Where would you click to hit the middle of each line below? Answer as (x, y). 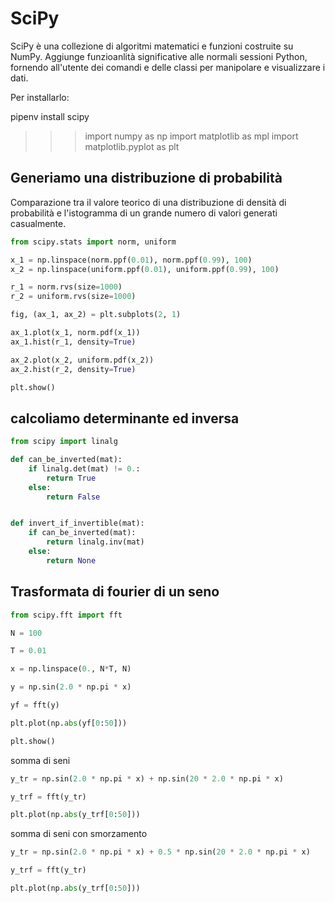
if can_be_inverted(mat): (82, 533)
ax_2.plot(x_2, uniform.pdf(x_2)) (82, 360)
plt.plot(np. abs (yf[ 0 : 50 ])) (69, 723)
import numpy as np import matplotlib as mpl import (191, 136)
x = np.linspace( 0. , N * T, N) (71, 669)
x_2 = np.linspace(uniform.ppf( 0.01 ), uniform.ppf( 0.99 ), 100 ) (145, 269)
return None (71, 560)
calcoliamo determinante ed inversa (125, 418)
